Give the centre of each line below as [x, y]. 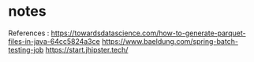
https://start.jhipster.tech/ [87, 49]
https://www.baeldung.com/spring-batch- [170, 41]
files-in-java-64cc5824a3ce [54, 41]
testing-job [26, 49]
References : [29, 33]
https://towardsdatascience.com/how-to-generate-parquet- [148, 33]
